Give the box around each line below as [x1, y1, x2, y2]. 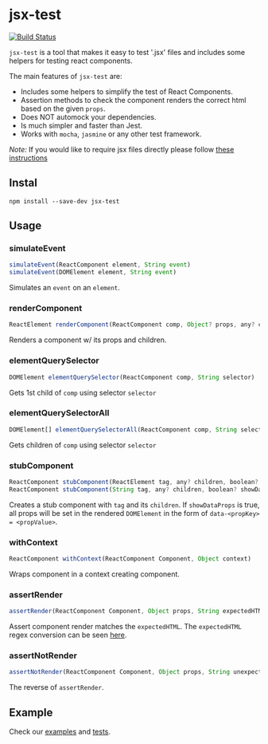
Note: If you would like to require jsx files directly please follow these [9, 144, 235, 154]
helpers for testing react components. [9, 56, 134, 65]
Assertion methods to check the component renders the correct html [20, 95, 247, 104]
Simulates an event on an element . [9, 283, 120, 293]
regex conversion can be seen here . [9, 630, 127, 640]
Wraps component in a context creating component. [9, 569, 180, 579]
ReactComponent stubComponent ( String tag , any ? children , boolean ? [9, 485, 238, 494]
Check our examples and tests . [9, 727, 111, 737]
